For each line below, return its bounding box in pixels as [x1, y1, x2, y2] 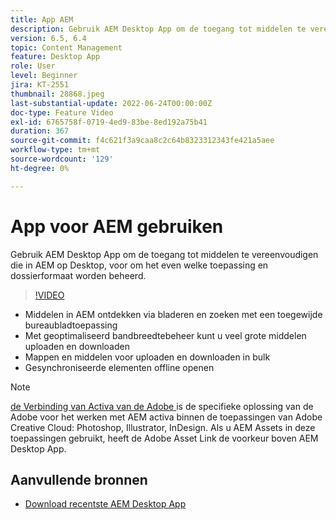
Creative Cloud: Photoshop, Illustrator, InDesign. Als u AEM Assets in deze [10, 421, 316, 433]
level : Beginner [10, 71, 78, 81]
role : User [10, 61, 56, 71]
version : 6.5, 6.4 [10, 33, 87, 43]
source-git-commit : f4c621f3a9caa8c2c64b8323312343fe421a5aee [10, 136, 275, 146]
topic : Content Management [10, 42, 123, 53]
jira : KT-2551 [10, 80, 70, 90]
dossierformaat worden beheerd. [10, 269, 147, 281]
